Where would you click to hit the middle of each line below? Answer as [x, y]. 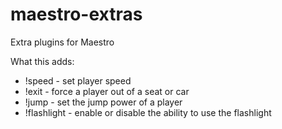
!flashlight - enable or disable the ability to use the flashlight [148, 112]
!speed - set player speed [78, 80]
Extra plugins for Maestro [62, 42]
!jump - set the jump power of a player [103, 102]
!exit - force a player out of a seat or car [107, 91]
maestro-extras [76, 14]
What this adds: [42, 61]
